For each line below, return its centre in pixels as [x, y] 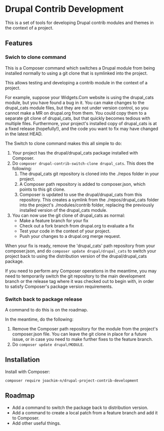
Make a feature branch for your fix [54, 220]
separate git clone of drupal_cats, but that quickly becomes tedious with [78, 118]
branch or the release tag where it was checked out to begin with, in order [80, 281]
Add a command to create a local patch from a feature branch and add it [85, 412]
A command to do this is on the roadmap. [47, 309]
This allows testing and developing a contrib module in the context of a [76, 82]
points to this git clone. [42, 189]
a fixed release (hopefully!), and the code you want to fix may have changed [82, 128]
